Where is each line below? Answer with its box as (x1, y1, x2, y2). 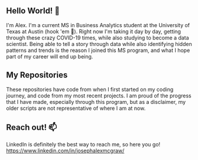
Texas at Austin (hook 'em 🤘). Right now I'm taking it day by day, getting (6, 28, 181, 35)
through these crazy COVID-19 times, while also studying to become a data (6, 34, 189, 41)
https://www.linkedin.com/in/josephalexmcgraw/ (6, 147, 125, 154)
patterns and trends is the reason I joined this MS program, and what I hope (6, 47, 190, 54)
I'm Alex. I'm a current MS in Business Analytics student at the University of (6, 21, 190, 28)
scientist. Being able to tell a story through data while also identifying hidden (6, 40, 192, 47)
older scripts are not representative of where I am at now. (6, 105, 146, 112)
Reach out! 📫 (6, 122, 57, 133)
